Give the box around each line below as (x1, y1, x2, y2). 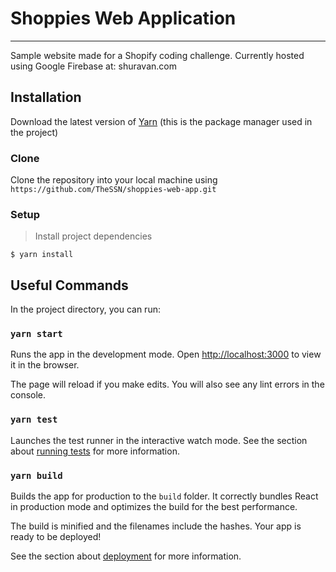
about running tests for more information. (10, 445, 180, 457)
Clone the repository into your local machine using (10, 174, 218, 186)
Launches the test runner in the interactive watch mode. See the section (10, 434, 308, 446)
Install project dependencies (34, 230, 153, 242)
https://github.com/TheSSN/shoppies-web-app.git (10, 185, 217, 195)
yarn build (10, 470, 63, 481)
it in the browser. (10, 359, 80, 371)
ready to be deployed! (10, 531, 102, 543)
